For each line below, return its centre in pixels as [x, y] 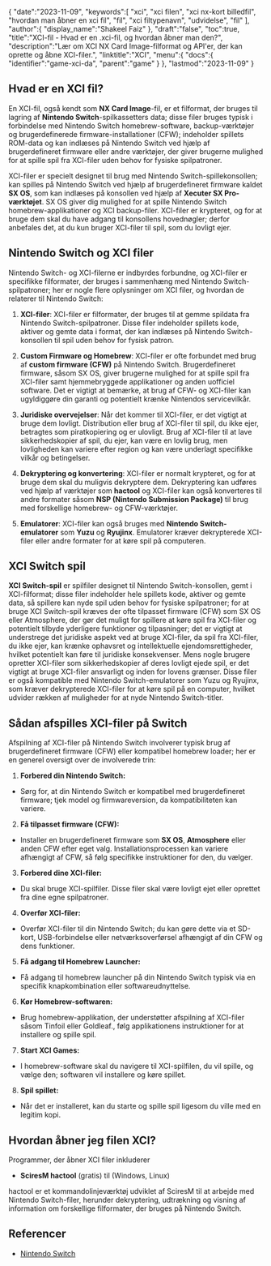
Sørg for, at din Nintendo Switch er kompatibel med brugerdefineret [132, 792]
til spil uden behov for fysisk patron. [114, 340]
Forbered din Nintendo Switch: [73, 776]
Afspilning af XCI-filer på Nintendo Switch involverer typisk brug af [119, 743]
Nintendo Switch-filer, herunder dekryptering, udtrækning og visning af [127, 1200]
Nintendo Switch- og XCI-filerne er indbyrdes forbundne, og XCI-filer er [128, 273]
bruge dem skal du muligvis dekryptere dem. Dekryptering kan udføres [138, 482]
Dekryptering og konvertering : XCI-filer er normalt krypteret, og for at [138, 473]
